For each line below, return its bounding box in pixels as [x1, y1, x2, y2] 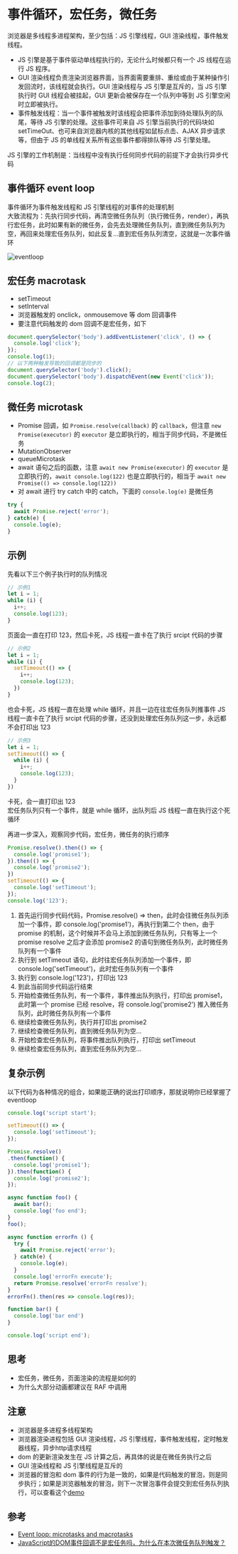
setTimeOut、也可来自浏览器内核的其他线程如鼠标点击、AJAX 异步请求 [17, 126, 226, 135]
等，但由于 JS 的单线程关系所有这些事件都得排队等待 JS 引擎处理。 [17, 135, 215, 144]
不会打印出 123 [7, 723, 51, 731]
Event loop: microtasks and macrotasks [17, 1530, 134, 1538]
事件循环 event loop [7, 182, 95, 194]
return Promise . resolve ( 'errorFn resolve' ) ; [13, 1279, 148, 1287]
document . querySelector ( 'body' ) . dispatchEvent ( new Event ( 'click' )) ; [7, 373, 215, 380]
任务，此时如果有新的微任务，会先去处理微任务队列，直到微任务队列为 [19, 220, 225, 229]
